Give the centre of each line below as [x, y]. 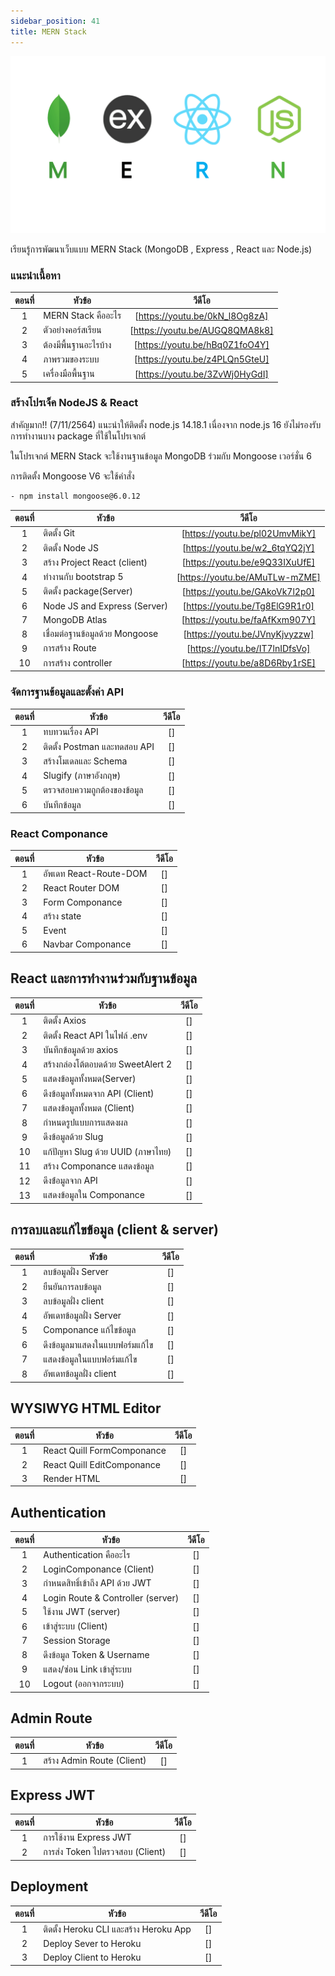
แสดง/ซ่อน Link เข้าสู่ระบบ [87, 1669]
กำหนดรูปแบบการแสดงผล [85, 1122]
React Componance [59, 833]
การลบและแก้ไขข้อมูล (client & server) [114, 1230]
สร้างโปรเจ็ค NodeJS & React [74, 403]
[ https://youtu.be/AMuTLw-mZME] [248, 577]
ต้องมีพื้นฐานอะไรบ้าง [77, 344]
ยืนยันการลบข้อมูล [72, 1286]
